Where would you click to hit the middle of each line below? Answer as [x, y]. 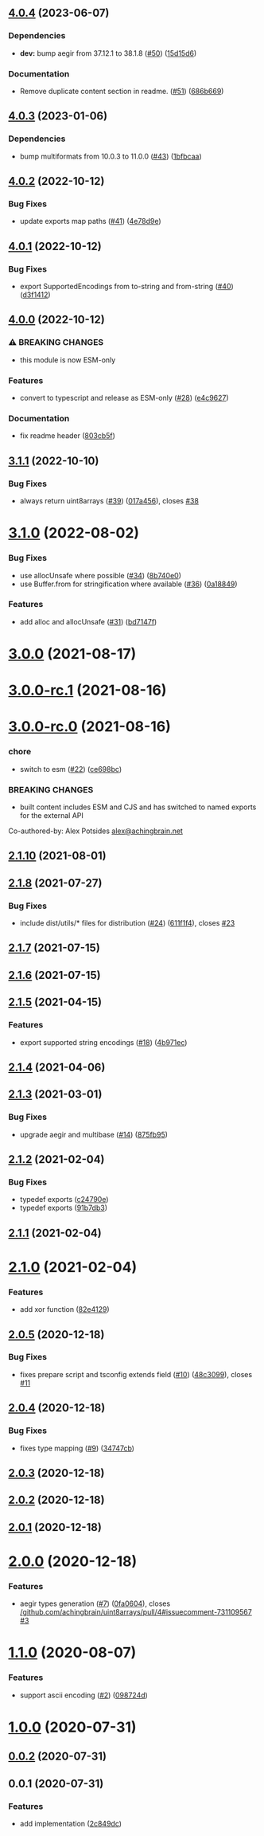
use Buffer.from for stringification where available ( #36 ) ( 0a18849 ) [128, 584]
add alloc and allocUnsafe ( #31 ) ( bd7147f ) [88, 621]
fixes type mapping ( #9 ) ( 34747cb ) [77, 1448]
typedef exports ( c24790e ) [64, 1200]
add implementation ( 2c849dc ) [70, 1823]
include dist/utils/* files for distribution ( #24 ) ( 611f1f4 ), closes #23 [127, 923]
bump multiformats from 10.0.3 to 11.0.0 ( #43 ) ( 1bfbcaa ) [111, 156]
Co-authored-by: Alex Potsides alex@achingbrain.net [95, 831]
